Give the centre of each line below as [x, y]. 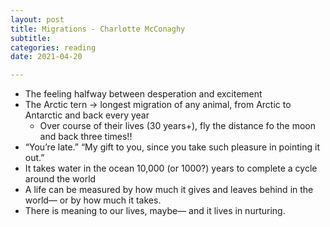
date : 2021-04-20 [46, 57]
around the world [60, 179]
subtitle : [31, 38]
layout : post [37, 19]
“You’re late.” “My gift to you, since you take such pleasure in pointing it [172, 147]
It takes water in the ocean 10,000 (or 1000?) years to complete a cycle [171, 168]
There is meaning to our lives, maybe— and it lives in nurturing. [155, 211]
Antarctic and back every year [87, 115]
